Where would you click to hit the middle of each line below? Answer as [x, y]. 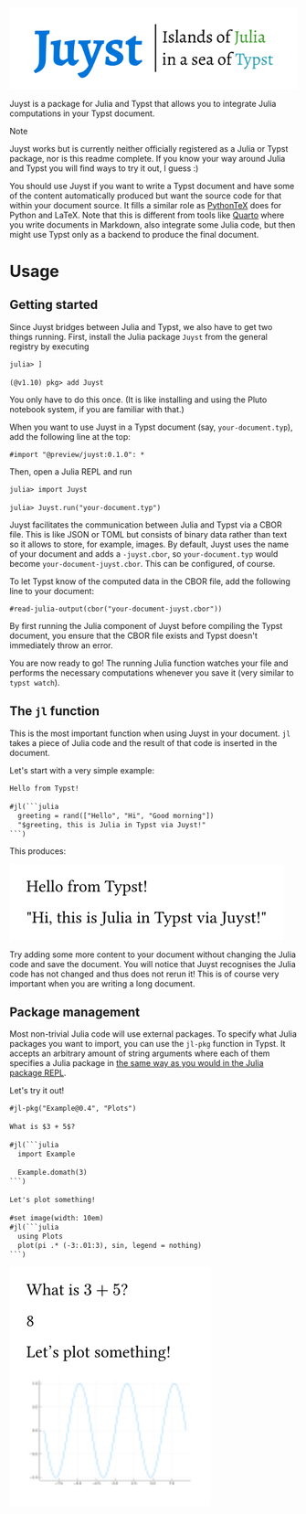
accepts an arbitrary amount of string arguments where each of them [140, 1053]
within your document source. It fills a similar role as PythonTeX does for [146, 205]
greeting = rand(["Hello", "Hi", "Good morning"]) [116, 816]
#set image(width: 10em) [57, 1219]
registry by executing [49, 347]
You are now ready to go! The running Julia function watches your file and [149, 663]
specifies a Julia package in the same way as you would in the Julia [137, 1063]
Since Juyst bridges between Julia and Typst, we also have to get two [141, 326]
